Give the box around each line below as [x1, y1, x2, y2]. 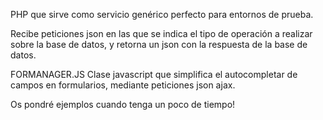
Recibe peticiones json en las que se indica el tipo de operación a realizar [10, 28, 313, 39]
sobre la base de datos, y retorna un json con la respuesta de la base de [10, 39, 308, 50]
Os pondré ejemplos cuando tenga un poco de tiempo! [10, 99, 236, 110]
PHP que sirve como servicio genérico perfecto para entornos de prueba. [10, 9, 314, 20]
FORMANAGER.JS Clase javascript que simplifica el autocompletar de [10, 69, 298, 80]
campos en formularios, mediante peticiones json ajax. [10, 79, 236, 91]
